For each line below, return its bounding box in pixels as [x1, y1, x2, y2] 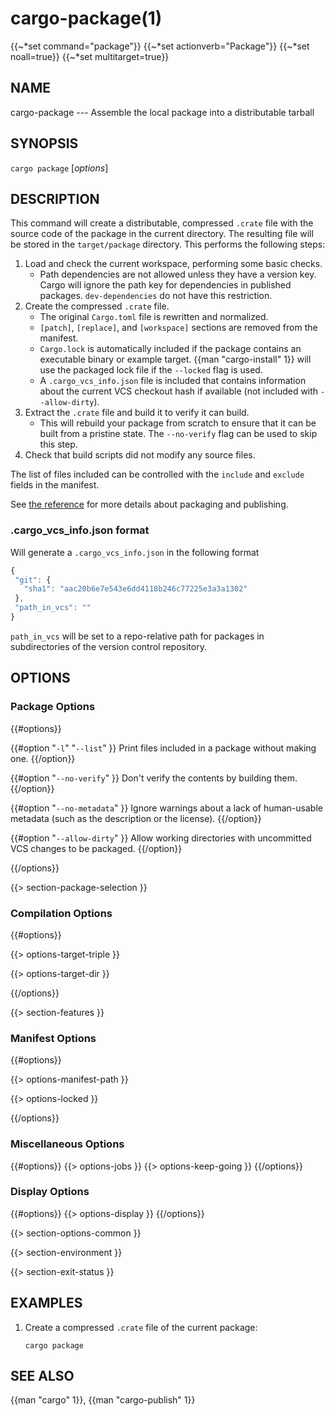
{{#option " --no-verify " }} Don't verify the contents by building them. [10, 772, 298, 784]
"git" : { [14, 575, 52, 585]
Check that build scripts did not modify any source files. [24, 449, 256, 461]
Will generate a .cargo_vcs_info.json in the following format [10, 546, 260, 558]
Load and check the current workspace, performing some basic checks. [24, 258, 323, 270]
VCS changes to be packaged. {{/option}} [10, 842, 183, 854]
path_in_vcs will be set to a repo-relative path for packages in [10, 630, 265, 642]
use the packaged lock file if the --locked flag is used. [39, 364, 263, 376]
